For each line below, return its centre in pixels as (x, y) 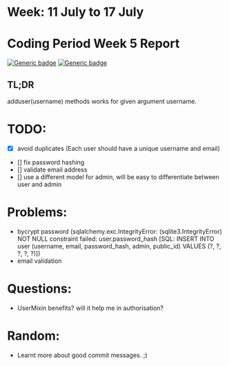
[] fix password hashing (51, 162)
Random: (33, 336)
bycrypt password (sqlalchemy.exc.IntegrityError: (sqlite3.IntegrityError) (120, 231)
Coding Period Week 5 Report (93, 44)
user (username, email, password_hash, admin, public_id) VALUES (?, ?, (119, 246)
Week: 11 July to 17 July (76, 12)
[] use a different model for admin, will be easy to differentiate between (118, 176)
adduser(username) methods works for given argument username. (102, 101)
